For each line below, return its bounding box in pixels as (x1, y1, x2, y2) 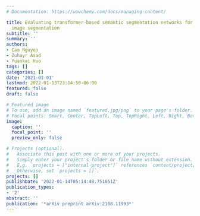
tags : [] (6, 63, 28, 69)
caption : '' (11, 124, 42, 130)
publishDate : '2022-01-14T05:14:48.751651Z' (6, 179, 118, 185)
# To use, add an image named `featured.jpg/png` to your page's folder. (6, 107, 193, 113)
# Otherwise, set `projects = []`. (6, 167, 100, 174)
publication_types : (6, 185, 55, 190)
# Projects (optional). (6, 146, 65, 152)
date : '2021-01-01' (6, 75, 55, 81)
